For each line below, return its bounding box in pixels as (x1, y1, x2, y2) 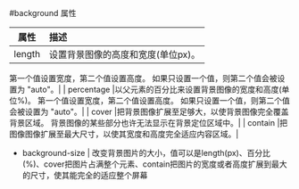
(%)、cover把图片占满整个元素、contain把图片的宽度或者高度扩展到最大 (21, 159, 287, 169)
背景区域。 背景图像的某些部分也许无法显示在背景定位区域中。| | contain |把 (9, 118, 288, 127)
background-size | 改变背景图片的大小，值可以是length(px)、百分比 (21, 148, 270, 158)
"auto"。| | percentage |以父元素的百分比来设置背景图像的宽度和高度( (26, 84, 283, 94)
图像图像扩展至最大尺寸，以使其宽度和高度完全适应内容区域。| (9, 128, 239, 139)
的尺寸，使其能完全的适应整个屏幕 (21, 170, 148, 180)
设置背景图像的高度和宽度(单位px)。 (48, 48, 201, 61)
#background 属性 (9, 8, 77, 18)
